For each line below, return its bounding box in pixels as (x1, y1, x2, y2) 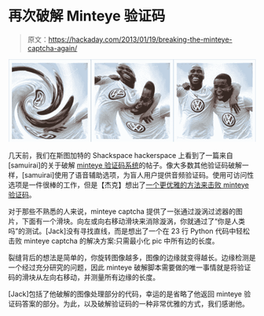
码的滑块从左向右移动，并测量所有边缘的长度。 (8, 272, 159, 281)
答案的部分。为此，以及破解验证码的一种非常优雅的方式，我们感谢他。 (21, 299, 249, 308)
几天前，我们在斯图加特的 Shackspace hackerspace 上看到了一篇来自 (8, 150, 233, 160)
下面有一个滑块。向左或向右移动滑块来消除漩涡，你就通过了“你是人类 (21, 216, 246, 226)
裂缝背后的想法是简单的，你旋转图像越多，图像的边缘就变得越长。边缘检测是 (8, 252, 256, 262)
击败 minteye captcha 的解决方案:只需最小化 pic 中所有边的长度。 (8, 236, 219, 245)
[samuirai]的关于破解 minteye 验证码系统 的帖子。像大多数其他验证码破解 (8, 160, 242, 170)
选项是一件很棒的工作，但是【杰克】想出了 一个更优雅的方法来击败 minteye (8, 180, 249, 189)
